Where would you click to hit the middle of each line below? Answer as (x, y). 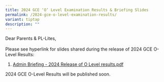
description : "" (22, 24)
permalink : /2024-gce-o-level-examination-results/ (61, 15)
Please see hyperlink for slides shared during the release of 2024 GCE (79, 49)
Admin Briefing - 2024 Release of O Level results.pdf (68, 64)
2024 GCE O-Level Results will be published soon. (58, 74)
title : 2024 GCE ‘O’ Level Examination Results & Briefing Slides (77, 10)
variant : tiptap (22, 19)
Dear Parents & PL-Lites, (31, 38)
